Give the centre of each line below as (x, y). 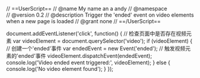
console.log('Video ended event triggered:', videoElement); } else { (88, 63)
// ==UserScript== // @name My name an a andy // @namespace (87, 9)
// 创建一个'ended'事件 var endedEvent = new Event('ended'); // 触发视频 (96, 48)
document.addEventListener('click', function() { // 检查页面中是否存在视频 (96, 33)
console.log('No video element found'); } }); (60, 69)
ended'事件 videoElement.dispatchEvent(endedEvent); (85, 56)
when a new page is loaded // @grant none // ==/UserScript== (84, 21)
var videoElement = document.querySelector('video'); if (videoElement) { (103, 41)
